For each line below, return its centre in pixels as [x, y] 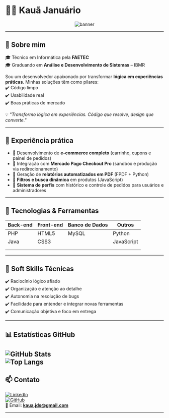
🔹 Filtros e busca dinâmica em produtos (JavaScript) [68, 180]
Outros [125, 225]
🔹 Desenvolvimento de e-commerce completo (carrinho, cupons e [82, 153]
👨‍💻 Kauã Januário [43, 10]
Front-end [50, 225]
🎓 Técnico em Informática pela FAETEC [47, 57]
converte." [16, 120]
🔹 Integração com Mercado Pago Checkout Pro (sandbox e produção [85, 163]
